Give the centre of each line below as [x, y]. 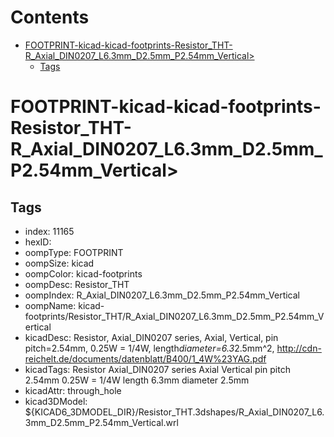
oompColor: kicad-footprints [83, 273]
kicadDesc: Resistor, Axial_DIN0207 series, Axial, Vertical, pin [151, 337]
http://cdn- [299, 348]
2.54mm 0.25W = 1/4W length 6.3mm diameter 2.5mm [137, 380]
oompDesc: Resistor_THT [77, 284]
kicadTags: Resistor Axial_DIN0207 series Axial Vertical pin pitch [157, 369]
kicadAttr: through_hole [73, 390]
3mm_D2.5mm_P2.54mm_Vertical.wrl [101, 422]
